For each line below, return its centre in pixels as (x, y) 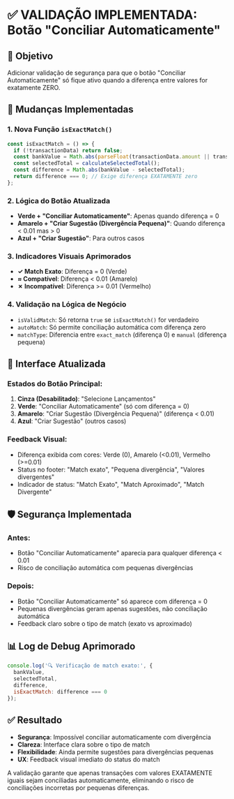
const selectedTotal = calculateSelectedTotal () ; (87, 163)
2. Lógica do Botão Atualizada (58, 200)
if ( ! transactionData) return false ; (68, 150)
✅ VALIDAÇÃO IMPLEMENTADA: (102, 15)
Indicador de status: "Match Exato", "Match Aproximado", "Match (111, 484)
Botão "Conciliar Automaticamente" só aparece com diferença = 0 (112, 601)
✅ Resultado (35, 720)
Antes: (19, 538)
